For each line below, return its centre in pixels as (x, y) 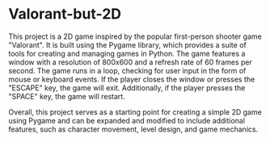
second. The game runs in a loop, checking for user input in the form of (127, 70)
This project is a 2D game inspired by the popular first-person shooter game (135, 36)
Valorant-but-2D (65, 14)
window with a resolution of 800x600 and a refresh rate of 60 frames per (131, 62)
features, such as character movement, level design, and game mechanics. (133, 129)
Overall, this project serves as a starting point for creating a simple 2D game (135, 112)
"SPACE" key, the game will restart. (67, 96)
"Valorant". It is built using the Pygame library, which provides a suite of (127, 44)
